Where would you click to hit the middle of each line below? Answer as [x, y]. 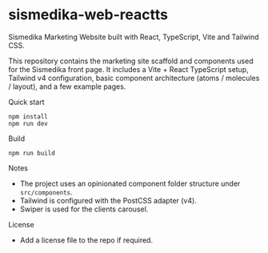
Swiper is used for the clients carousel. [84, 209]
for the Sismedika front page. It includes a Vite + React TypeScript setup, [129, 69]
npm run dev [28, 123]
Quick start [26, 102]
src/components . [46, 192]
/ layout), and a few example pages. [67, 86]
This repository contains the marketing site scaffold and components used [131, 61]
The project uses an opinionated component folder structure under [130, 183]
